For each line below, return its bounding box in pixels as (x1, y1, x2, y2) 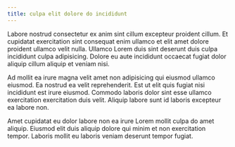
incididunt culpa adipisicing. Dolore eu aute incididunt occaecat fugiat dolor (7, 52, 227, 60)
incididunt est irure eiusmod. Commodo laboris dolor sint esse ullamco (7, 88, 212, 96)
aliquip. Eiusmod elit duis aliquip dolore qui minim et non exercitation (7, 124, 206, 132)
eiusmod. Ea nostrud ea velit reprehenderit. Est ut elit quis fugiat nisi (7, 80, 205, 89)
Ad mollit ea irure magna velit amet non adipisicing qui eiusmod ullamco (7, 73, 216, 82)
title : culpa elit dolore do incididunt (7, 10, 128, 18)
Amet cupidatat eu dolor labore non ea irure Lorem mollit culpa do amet (7, 117, 215, 125)
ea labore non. (7, 103, 49, 111)
